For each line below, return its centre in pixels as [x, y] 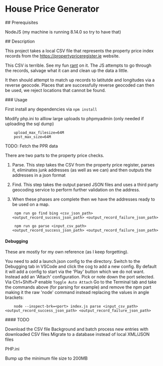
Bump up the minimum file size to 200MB [46, 358]
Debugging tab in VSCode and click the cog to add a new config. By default [81, 267]
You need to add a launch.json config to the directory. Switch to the [72, 261]
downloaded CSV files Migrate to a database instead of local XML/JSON [77, 334]
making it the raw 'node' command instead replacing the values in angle [77, 293]
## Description [20, 41]
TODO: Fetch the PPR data [32, 146]
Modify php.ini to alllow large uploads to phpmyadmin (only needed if [74, 118]
